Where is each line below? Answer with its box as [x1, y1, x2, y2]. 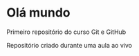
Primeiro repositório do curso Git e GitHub [6, 28, 127, 36]
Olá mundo [6, 5, 71, 21]
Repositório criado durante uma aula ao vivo [6, 41, 133, 49]
